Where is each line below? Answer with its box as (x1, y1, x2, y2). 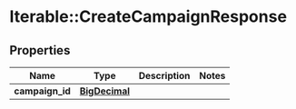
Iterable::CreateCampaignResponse (9, 6, 288, 27)
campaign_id (14, 84, 71, 97)
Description (138, 70, 191, 82)
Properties (9, 43, 71, 58)
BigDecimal (79, 84, 130, 97)
